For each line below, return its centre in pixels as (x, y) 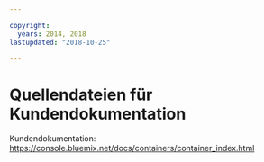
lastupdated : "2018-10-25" (60, 42)
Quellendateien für (81, 94)
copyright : (30, 25)
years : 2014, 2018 (52, 34)
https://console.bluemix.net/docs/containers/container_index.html (132, 148)
